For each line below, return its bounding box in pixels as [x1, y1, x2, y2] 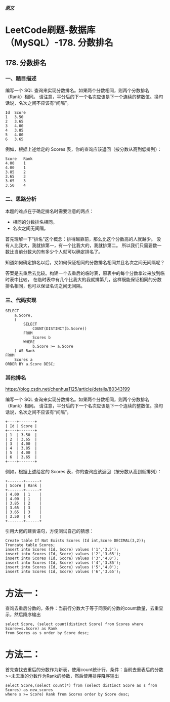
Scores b [32, 335, 51, 340]
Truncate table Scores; [5, 543, 56, 548]
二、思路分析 [5, 195, 37, 202]
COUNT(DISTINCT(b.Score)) [32, 326, 87, 332]
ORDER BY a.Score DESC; [5, 362, 56, 367]
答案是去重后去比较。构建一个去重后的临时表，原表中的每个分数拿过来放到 [5, 270, 160, 276]
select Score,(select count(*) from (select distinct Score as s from [5, 683, 157, 688]
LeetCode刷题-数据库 [5, 24, 96, 35]
